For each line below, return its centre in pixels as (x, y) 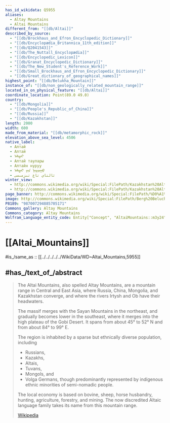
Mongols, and (39, 374)
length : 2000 (19, 123)
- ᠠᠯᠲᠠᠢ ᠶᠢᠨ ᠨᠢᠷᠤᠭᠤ (27, 171)
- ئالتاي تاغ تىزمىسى (33, 175)
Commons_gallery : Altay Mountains (42, 208)
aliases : (14, 15)
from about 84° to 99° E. (43, 327)
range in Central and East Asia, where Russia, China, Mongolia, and (88, 290)
